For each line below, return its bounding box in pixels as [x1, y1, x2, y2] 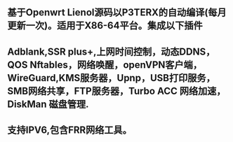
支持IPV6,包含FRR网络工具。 [7, 125, 132, 136]
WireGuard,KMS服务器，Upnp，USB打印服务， [7, 72, 215, 84]
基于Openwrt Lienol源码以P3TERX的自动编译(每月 [7, 6, 227, 19]
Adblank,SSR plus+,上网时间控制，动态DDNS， [7, 45, 215, 57]
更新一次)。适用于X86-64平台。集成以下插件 [7, 20, 203, 31]
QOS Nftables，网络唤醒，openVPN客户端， [7, 59, 202, 71]
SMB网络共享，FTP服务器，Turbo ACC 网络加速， [7, 85, 226, 97]
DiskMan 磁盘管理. [7, 98, 89, 110]
